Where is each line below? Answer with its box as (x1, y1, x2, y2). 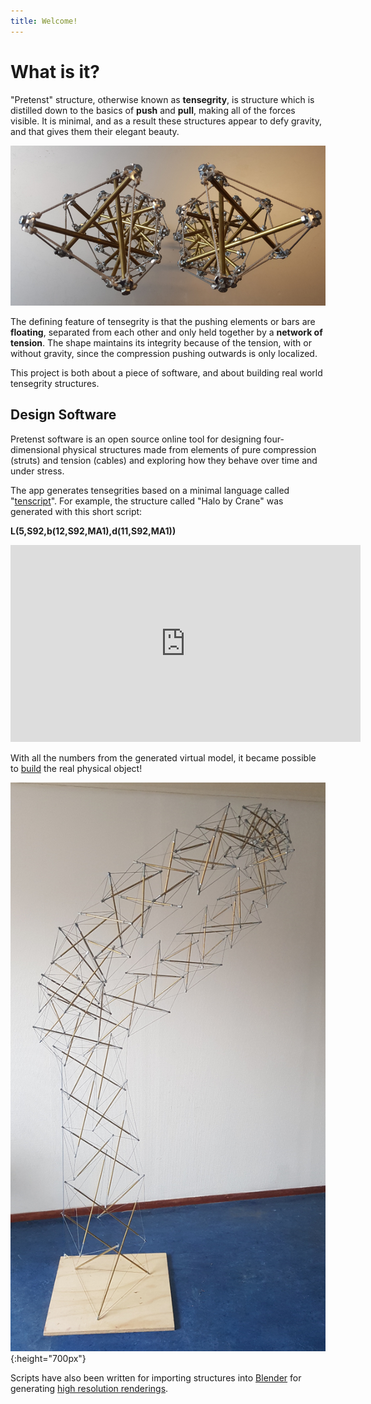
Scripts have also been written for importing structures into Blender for (10, 1372, 302, 1384)
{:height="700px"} (10, 1353, 87, 1365)
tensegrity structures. (10, 378, 100, 390)
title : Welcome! (10, 16, 78, 26)
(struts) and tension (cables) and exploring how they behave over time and (10, 454, 318, 466)
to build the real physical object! (10, 762, 143, 774)
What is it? (10, 60, 101, 83)
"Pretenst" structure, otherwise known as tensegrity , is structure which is (10, 93, 315, 105)
